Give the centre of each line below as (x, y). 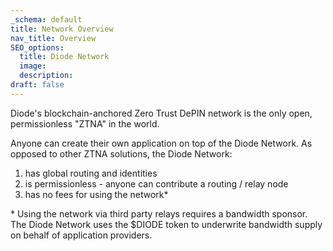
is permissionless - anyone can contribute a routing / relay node (156, 183)
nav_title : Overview (53, 38)
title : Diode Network (64, 57)
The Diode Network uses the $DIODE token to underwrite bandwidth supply (166, 224)
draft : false (37, 85)
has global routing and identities (91, 173)
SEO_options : (37, 47)
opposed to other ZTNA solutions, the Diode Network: (121, 153)
